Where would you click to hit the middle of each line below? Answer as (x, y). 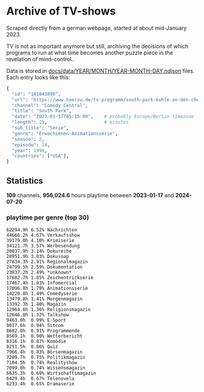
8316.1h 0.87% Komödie (36, 342)
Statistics (25, 181)
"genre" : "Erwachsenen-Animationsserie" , (65, 133)
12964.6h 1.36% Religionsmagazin (49, 310)
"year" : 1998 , (29, 150)
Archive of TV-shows (61, 11)
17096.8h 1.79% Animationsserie (47, 289)
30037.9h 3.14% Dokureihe (39, 251)
